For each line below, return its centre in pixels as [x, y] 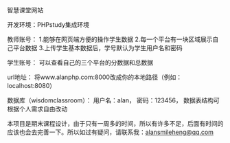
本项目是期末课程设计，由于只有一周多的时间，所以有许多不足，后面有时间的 [115, 123]
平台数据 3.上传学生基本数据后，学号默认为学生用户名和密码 [98, 48]
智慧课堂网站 [25, 10]
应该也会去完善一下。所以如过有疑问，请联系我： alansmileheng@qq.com [111, 132]
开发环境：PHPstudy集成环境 [48, 25]
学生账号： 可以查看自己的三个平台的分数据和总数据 [80, 63]
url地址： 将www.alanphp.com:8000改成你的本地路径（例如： [95, 77]
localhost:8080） [32, 86]
